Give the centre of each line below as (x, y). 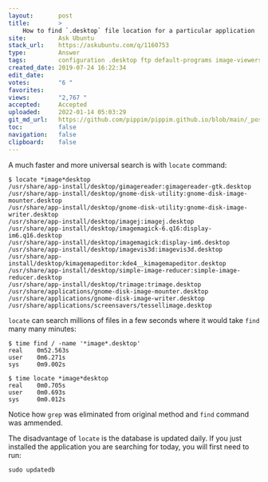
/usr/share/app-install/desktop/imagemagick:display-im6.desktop (119, 242)
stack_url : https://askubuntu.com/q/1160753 (89, 46)
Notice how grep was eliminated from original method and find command (129, 414)
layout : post (41, 16)
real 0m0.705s (37, 385)
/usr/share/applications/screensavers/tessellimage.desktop (110, 305)
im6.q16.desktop (35, 235)
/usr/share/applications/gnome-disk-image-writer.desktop (106, 298)
